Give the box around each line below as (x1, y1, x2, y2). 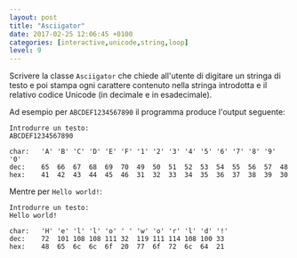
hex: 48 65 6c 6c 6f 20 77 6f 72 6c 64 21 (9, 242, 225, 252)
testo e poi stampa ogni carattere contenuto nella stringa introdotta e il (9, 80, 268, 91)
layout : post (9, 12, 58, 22)
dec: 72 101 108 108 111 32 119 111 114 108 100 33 (9, 235, 225, 244)
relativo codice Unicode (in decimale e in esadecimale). (9, 90, 213, 101)
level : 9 (9, 46, 42, 55)
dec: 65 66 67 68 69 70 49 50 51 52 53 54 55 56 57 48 (9, 163, 289, 172)
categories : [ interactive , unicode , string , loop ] (9, 37, 189, 47)
